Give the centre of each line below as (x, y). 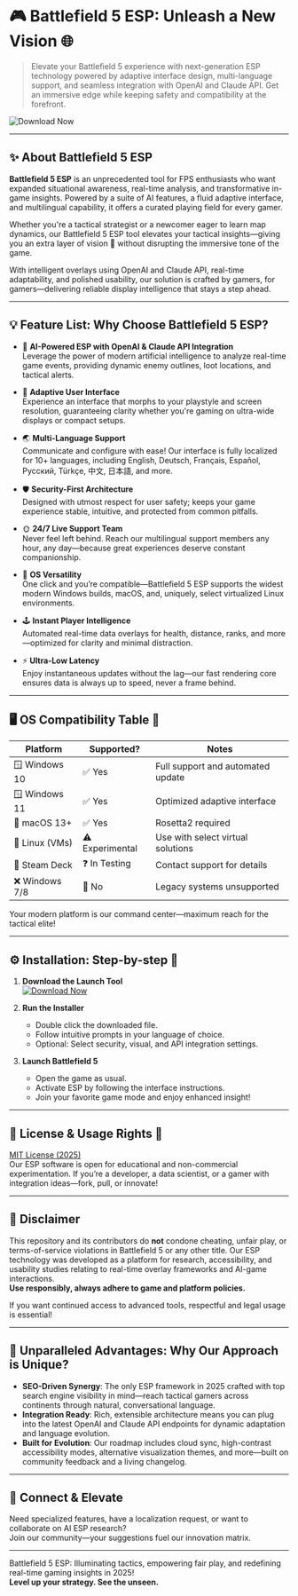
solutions (174, 849)
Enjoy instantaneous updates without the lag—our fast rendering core (149, 673)
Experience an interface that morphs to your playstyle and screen (142, 401)
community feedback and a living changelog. (105, 1461)
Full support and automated (212, 766)
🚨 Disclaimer (45, 1219)
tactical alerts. (48, 375)
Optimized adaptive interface (216, 801)
